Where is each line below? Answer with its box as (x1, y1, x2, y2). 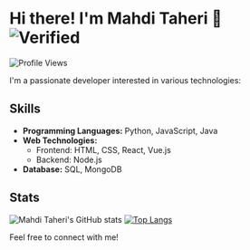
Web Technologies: (22, 135, 98, 146)
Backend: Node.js (35, 154, 102, 165)
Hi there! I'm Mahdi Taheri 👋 (9, 8, 223, 29)
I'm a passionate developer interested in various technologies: (9, 74, 242, 85)
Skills (9, 101, 41, 117)
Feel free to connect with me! (9, 231, 120, 243)
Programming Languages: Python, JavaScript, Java (22, 125, 218, 136)
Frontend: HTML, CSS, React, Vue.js (35, 144, 172, 155)
